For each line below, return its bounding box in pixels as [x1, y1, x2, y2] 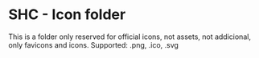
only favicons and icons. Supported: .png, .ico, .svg [8, 40, 179, 49]
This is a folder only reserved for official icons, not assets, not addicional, [8, 32, 252, 41]
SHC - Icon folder [8, 6, 126, 24]
